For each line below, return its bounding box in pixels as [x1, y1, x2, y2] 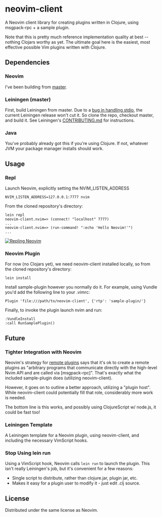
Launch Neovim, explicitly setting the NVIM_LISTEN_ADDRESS [5, 185, 130, 191]
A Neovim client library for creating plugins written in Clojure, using [5, 19, 139, 25]
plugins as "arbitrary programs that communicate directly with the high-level [5, 365, 157, 371]
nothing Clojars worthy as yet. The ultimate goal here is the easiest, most [5, 39, 150, 45]
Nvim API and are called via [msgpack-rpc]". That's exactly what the [5, 370, 141, 375]
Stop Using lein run [5, 450, 51, 456]
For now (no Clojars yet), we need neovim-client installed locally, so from [5, 261, 151, 267]
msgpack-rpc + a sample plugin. [5, 24, 70, 30]
